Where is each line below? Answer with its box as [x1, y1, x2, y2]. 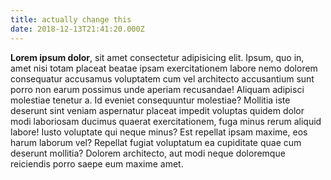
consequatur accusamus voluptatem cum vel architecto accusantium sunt [10, 72, 315, 85]
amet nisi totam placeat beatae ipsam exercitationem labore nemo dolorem [10, 62, 318, 74]
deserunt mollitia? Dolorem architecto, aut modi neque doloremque [10, 147, 286, 159]
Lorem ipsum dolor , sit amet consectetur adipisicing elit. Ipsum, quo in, [10, 51, 305, 63]
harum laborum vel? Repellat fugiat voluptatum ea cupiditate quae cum [10, 136, 302, 148]
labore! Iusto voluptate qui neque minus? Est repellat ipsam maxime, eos [10, 126, 308, 138]
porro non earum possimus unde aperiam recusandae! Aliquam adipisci [10, 83, 305, 95]
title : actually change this [10, 14, 132, 25]
